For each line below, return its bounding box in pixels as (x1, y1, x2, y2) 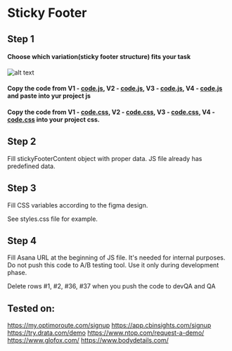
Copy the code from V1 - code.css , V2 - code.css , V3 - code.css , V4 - (7, 108, 216, 116)
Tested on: (7, 302, 55, 314)
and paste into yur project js (7, 91, 91, 100)
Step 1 (7, 33, 35, 45)
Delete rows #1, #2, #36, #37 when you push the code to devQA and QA (7, 282, 216, 291)
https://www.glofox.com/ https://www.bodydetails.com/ (7, 336, 169, 345)
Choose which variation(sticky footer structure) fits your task (7, 53, 191, 61)
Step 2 (7, 136, 37, 148)
